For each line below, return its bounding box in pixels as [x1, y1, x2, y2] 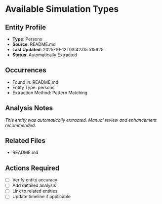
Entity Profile [5, 23, 46, 32]
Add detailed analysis [12, 182, 56, 188]
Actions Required [5, 164, 60, 172]
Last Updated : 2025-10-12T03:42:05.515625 [12, 47, 104, 52]
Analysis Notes [5, 104, 53, 112]
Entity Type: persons [12, 84, 55, 90]
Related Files [5, 136, 46, 145]
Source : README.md [12, 41, 56, 47]
